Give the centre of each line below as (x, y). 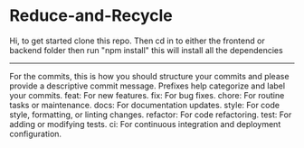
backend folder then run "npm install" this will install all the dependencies (146, 50)
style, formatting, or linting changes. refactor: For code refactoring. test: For (151, 115)
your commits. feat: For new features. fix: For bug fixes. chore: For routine (147, 95)
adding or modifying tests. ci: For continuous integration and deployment (145, 124)
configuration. (35, 134)
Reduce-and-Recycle (91, 16)
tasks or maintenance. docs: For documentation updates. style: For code (145, 105)
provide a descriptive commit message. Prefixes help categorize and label (147, 86)
